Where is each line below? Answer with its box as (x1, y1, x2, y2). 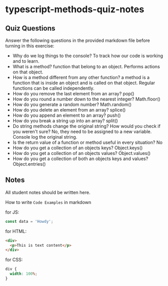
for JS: (5, 209, 19, 215)
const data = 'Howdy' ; (5, 219, 53, 224)
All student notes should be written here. (5, 189, 91, 195)
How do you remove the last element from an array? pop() (12, 91, 135, 96)
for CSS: (5, 256, 23, 263)
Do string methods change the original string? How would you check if (12, 123, 161, 129)
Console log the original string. (12, 134, 77, 140)
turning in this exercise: (5, 43, 54, 49)
